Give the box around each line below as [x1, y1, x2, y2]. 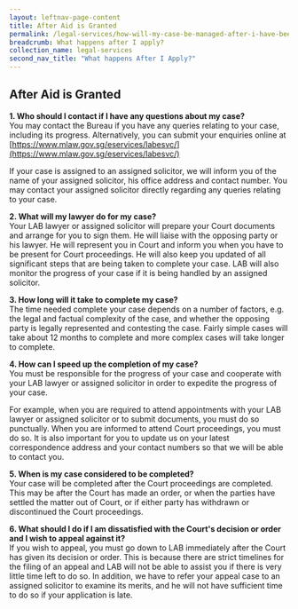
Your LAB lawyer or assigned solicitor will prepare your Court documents [9, 220, 276, 231]
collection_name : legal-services [9, 46, 133, 55]
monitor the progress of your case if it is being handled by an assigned [9, 267, 268, 278]
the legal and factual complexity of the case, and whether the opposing [9, 312, 271, 324]
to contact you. [9, 451, 65, 462]
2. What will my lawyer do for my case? [9, 210, 157, 222]
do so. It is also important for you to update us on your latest [9, 432, 230, 443]
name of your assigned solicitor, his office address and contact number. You [9, 175, 288, 186]
